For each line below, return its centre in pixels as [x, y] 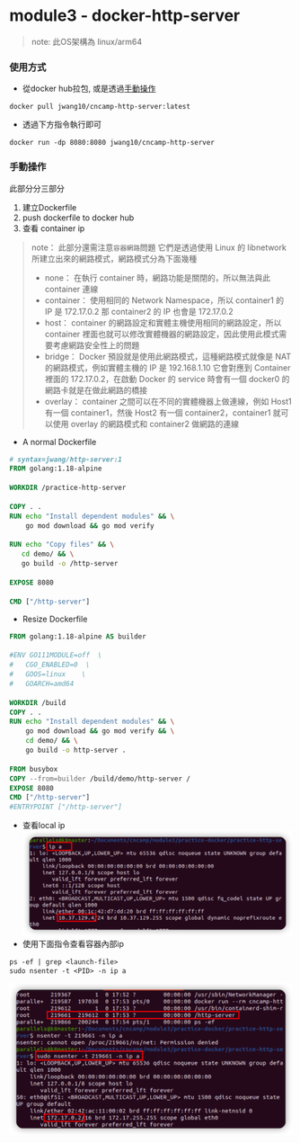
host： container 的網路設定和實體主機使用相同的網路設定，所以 [163, 322]
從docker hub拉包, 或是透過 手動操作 [89, 89]
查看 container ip [53, 228]
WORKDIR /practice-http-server [68, 488]
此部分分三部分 [37, 188]
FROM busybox [34, 769]
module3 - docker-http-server [125, 16]
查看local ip [44, 826]
